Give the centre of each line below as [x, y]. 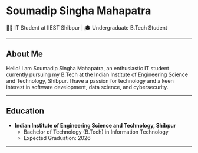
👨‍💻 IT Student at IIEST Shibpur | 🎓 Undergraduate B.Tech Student [87, 27]
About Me [24, 54]
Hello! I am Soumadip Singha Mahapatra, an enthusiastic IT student [88, 68]
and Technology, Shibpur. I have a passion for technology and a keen [90, 80]
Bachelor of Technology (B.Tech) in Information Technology [96, 132]
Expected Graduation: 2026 [57, 138]
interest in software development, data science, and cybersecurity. [87, 87]
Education [25, 111]
